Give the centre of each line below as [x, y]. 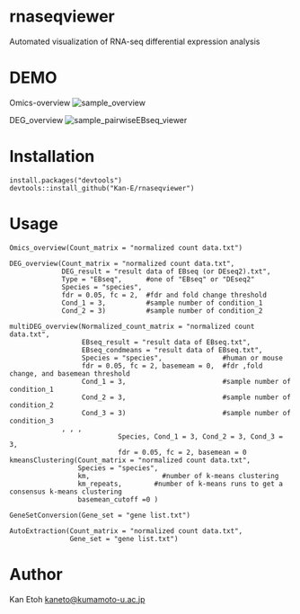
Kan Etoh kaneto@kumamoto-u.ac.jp [77, 599]
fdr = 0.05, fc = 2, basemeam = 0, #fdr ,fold [172, 366]
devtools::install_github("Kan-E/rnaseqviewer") [102, 188]
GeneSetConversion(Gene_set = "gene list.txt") [100, 515]
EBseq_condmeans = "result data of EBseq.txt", [172, 350]
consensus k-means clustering [66, 492]
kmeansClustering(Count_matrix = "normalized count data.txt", [130, 460]
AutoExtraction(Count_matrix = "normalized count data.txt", [126, 531]
